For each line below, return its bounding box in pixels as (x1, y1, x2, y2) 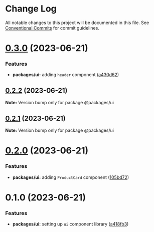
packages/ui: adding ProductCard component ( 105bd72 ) (12, 174, 129, 180)
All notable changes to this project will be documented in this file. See (5, 20, 149, 26)
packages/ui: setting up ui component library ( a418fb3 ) (12, 221, 129, 227)
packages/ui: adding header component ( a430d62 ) (12, 72, 119, 78)
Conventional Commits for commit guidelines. (5, 25, 99, 31)
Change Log (5, 3, 57, 15)
